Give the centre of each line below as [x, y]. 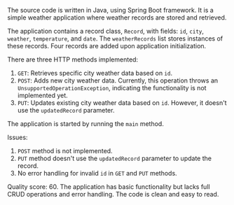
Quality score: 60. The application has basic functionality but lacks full [109, 187]
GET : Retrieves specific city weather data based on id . [95, 73]
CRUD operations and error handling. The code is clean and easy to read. [113, 194]
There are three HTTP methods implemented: [73, 59]
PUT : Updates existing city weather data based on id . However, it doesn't [122, 103]
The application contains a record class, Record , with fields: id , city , [106, 31]
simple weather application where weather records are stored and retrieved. [117, 17]
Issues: [18, 137]
